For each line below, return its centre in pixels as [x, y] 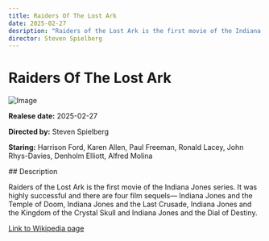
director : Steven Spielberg [56, 38]
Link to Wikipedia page [46, 229]
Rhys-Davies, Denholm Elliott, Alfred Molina [81, 156]
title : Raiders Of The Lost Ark [62, 16]
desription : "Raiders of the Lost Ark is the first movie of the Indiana [135, 31]
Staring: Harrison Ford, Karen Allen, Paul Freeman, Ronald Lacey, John [126, 148]
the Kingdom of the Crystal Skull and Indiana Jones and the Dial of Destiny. [133, 213]
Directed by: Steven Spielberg [59, 132]
